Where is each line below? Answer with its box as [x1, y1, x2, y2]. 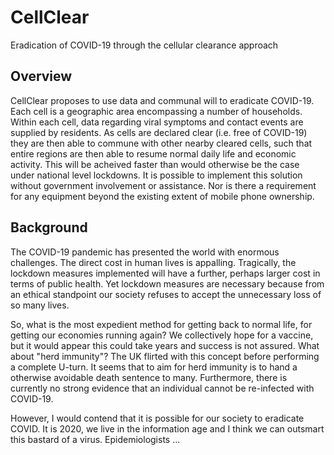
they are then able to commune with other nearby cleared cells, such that [10, 137, 313, 149]
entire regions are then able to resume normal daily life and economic [10, 147, 297, 160]
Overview [10, 68, 73, 85]
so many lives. [10, 299, 70, 311]
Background [10, 219, 88, 236]
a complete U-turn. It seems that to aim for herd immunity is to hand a [10, 361, 298, 373]
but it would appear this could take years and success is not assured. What [10, 339, 320, 351]
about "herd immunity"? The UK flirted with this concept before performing [10, 350, 320, 362]
